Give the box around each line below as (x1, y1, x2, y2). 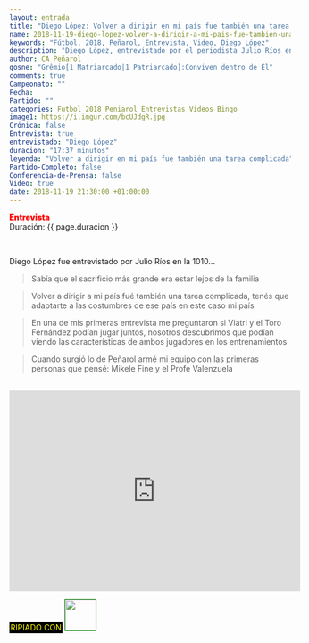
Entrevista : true (9, 129, 74, 138)
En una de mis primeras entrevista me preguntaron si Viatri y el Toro (30, 318, 282, 328)
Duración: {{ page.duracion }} (9, 221, 119, 232)
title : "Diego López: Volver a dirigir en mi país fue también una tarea (9, 21, 290, 30)
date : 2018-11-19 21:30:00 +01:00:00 (9, 188, 150, 196)
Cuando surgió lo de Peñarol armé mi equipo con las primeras (30, 354, 259, 364)
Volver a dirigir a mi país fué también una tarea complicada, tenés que (30, 291, 289, 301)
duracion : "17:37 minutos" (9, 146, 110, 154)
